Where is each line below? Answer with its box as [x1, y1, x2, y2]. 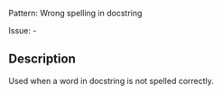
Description [8, 52, 76, 67]
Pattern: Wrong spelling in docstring [8, 8, 143, 18]
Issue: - [8, 25, 37, 35]
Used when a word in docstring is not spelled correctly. [8, 75, 214, 86]
